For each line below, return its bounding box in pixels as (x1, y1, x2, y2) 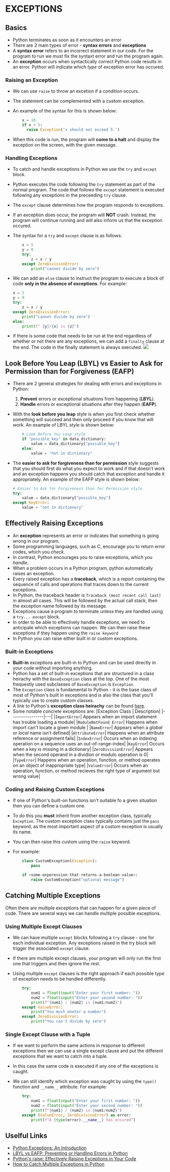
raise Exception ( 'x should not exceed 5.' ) (26, 127, 120, 132)
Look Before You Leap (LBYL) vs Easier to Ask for (5, 359, 163, 368)
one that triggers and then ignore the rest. (12, 961, 100, 967)
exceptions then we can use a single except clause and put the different (12, 1048, 163, 1054)
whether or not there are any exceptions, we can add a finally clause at (12, 338, 165, 344)
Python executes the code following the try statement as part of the (12, 181, 155, 187)
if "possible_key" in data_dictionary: (22, 436, 107, 442)
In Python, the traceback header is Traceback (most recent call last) (12, 592, 161, 598)
